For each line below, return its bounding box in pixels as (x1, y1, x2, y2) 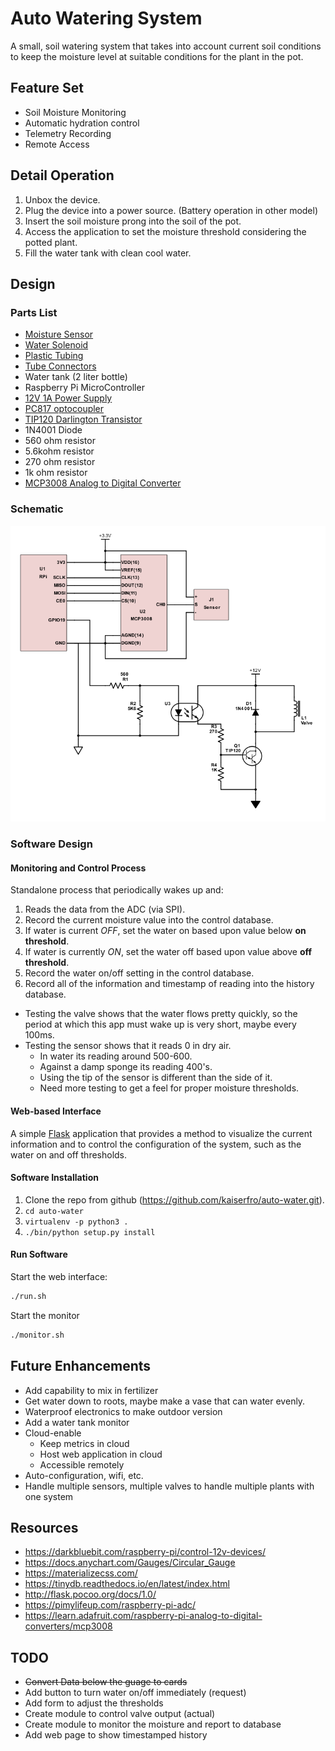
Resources (10, 1520, 79, 1537)
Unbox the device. (24, 193, 101, 206)
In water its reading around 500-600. (39, 1050, 193, 1062)
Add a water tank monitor (24, 1416, 130, 1428)
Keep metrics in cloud (39, 1437, 130, 1449)
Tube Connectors (24, 360, 97, 372)
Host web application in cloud (39, 1448, 163, 1460)
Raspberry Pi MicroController (24, 382, 145, 394)
